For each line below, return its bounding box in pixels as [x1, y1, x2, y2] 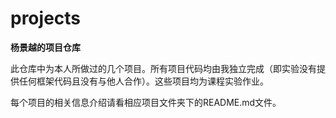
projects [10, 7, 82, 30]
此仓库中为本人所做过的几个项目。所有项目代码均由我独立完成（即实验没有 [10, 62, 317, 74]
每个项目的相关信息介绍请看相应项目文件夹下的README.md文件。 [10, 96, 282, 108]
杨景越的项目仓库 [10, 41, 81, 53]
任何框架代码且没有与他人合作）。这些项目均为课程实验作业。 [18, 75, 269, 87]
